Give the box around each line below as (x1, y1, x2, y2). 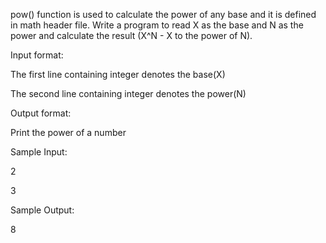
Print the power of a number (10, 127, 127, 138)
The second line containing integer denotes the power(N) (10, 88, 247, 99)
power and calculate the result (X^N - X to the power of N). (10, 30, 253, 41)
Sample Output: (10, 204, 75, 216)
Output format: (10, 107, 72, 119)
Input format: (10, 49, 64, 61)
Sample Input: (10, 146, 68, 158)
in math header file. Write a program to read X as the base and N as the (10, 19, 304, 31)
